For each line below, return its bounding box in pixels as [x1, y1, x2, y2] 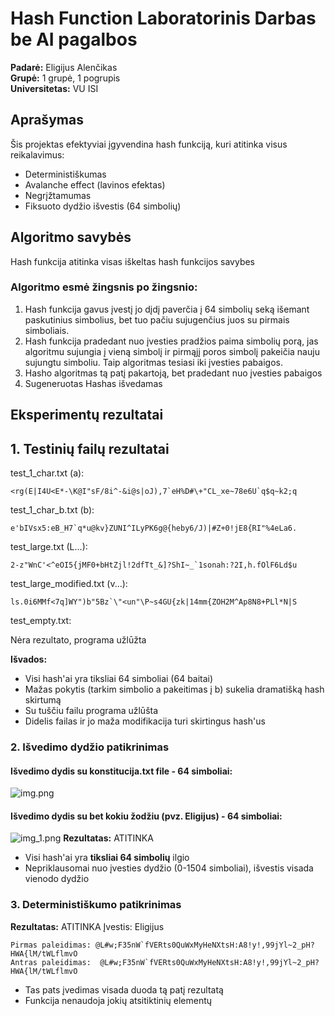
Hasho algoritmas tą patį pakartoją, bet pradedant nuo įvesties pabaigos [24, 367, 323, 379]
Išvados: [10, 653, 48, 666]
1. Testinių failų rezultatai [10, 440, 170, 457]
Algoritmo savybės [10, 229, 132, 246]
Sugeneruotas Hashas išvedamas [24, 377, 163, 389]
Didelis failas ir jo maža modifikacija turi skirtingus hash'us [24, 715, 266, 727]
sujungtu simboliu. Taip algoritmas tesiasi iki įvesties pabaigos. [24, 356, 283, 368]
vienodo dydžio [24, 873, 90, 885]
